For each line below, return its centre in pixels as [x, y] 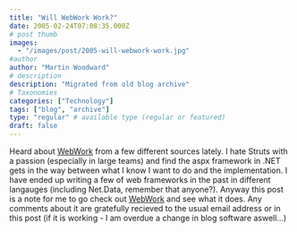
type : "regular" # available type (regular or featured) [118, 117]
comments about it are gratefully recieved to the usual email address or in [145, 208]
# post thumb [34, 34]
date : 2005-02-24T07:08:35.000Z [69, 26]
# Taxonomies [34, 92]
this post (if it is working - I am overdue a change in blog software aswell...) [148, 218]
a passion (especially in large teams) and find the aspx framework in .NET [145, 161]
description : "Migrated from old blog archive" [100, 84]
